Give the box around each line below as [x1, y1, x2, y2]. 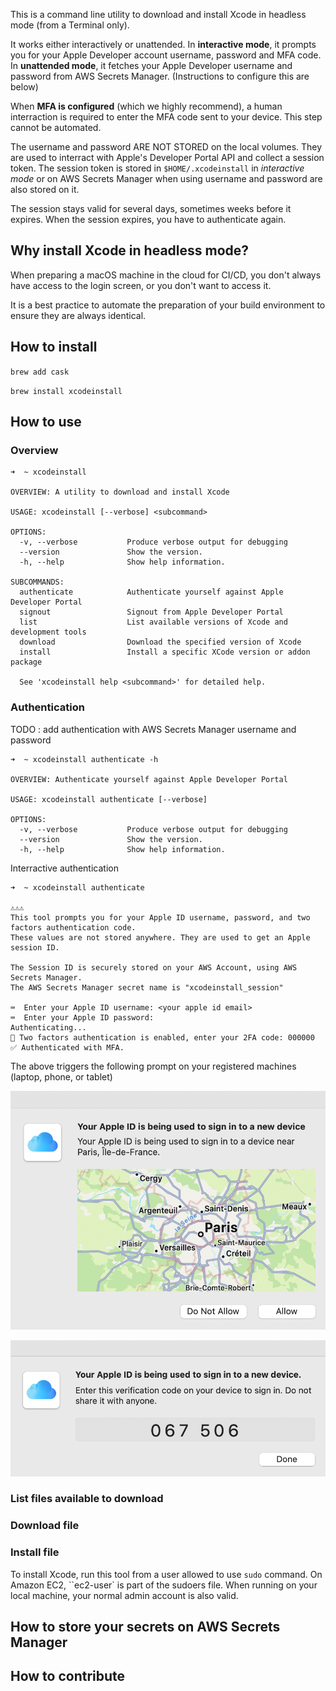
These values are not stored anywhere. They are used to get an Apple [10, 932, 311, 943]
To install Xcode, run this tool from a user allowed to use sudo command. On [10, 1568, 323, 1580]
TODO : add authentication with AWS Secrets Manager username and [10, 723, 297, 735]
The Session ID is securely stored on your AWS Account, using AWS [10, 962, 298, 973]
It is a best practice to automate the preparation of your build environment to [10, 299, 326, 311]
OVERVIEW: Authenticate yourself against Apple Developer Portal [10, 774, 288, 784]
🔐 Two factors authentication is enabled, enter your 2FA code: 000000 [10, 1032, 315, 1043]
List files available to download [10, 1492, 164, 1506]
